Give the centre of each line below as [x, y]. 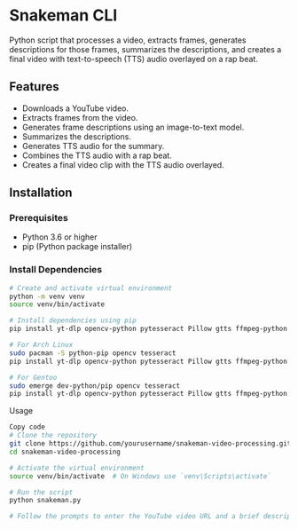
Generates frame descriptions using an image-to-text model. [133, 127]
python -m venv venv [47, 296]
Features [34, 87]
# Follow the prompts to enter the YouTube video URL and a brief [134, 517]
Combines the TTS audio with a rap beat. [97, 155]
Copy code [27, 427]
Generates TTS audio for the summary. [93, 146]
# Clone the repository [53, 436]
